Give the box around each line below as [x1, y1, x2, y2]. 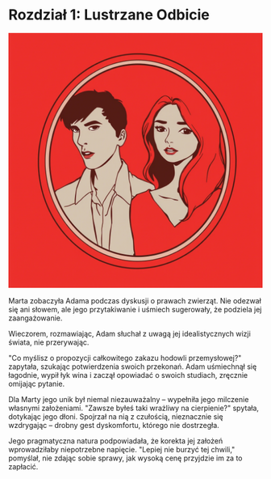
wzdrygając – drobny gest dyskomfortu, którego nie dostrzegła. [8, 420, 219, 430]
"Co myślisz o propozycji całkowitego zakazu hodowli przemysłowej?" [8, 353, 242, 362]
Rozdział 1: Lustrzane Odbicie [8, 6, 210, 24]
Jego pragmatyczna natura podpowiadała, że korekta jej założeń [8, 435, 223, 446]
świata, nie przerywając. [8, 337, 90, 347]
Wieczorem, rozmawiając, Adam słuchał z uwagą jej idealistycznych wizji [8, 329, 252, 338]
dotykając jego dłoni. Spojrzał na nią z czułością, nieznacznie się [8, 411, 223, 422]
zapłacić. [8, 461, 39, 471]
